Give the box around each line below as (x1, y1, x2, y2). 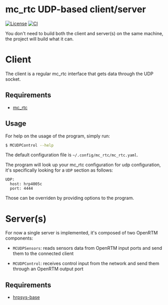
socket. (5, 76, 21, 82)
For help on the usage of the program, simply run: (5, 133, 110, 139)
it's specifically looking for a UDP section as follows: (5, 167, 114, 173)
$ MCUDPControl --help (5, 143, 54, 148)
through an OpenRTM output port (12, 266, 83, 272)
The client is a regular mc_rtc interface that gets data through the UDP (5, 71, 154, 77)
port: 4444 (10, 186, 33, 191)
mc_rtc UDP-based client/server (5, 4, 146, 15)
